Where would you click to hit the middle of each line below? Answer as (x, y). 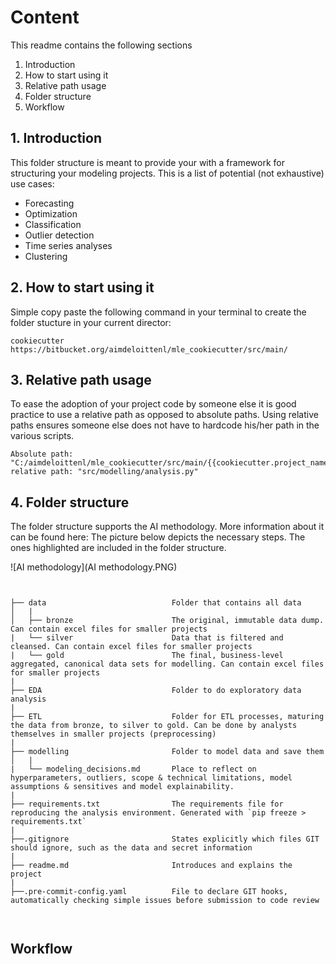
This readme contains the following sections (101, 45)
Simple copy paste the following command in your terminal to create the (158, 312)
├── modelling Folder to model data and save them (167, 752)
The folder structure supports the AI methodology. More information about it (167, 527)
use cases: (32, 183)
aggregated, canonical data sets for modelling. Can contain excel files (167, 664)
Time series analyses (68, 245)
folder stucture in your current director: (91, 322)
